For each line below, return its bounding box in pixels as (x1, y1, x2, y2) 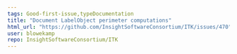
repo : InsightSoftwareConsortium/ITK (7, 36, 119, 43)
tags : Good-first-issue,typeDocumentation (7, 10, 134, 18)
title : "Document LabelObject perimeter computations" (7, 17, 172, 24)
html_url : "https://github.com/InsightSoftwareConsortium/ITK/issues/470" (7, 23, 232, 30)
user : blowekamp (7, 29, 55, 37)
